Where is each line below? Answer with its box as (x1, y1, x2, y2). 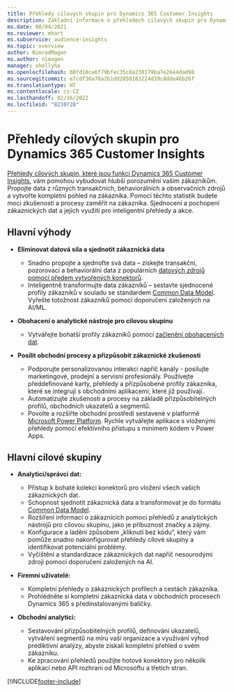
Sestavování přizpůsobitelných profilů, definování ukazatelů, (27, 626, 201, 635)
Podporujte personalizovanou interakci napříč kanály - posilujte (27, 365, 210, 373)
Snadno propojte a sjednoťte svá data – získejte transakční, (27, 258, 197, 267)
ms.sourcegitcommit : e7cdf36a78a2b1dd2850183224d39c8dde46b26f (7, 75, 195, 82)
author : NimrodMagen (7, 50, 68, 57)
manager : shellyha (7, 62, 61, 69)
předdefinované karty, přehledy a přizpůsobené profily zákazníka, (27, 379, 217, 388)
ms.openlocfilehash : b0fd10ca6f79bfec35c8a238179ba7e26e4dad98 (7, 68, 195, 75)
